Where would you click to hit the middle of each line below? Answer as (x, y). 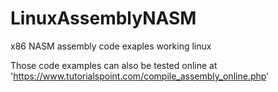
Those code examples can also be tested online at (114, 65)
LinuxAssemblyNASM (103, 18)
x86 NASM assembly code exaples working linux (111, 46)
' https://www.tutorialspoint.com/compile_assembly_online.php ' (140, 76)
